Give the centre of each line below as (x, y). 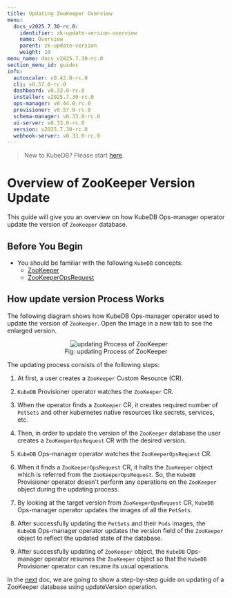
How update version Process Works (86, 299)
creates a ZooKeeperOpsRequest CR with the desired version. (101, 440)
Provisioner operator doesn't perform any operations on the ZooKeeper (117, 482)
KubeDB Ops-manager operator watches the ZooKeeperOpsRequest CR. (115, 454)
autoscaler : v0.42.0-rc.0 (51, 78)
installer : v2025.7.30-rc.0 (54, 97)
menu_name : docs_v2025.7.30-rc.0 (55, 59)
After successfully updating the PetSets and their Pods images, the (111, 523)
